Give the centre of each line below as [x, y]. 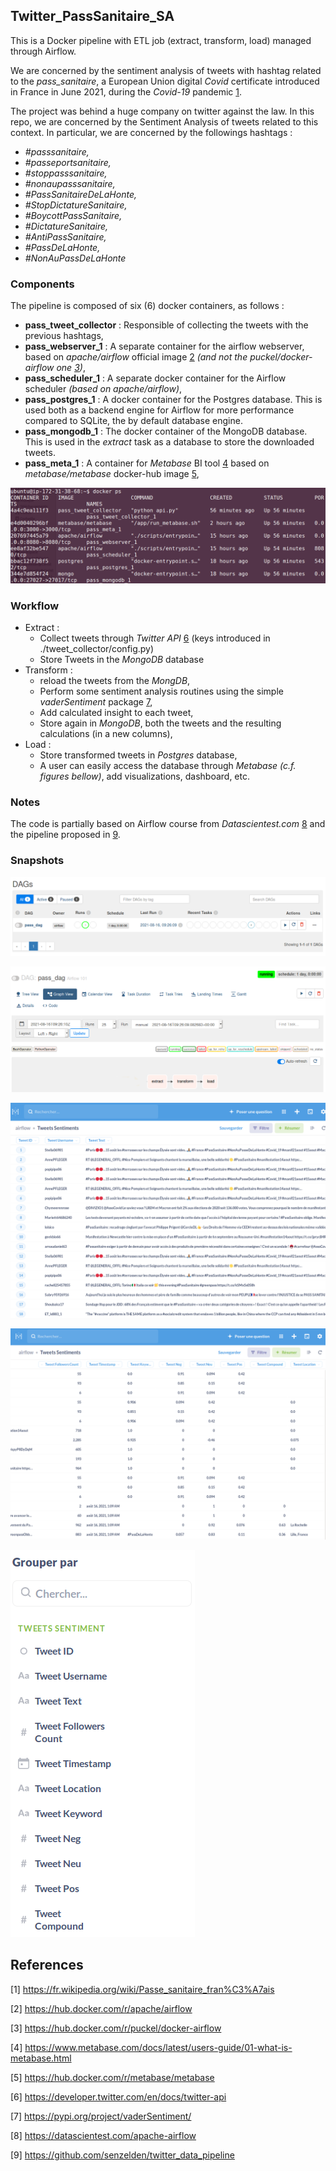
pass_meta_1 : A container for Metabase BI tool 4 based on [147, 463]
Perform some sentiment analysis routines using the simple [161, 691]
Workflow [35, 606]
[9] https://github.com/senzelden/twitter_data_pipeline [122, 2155]
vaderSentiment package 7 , [96, 701]
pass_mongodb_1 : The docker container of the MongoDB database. [166, 431]
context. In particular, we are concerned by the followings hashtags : [151, 132]
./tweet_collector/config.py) [97, 648]
